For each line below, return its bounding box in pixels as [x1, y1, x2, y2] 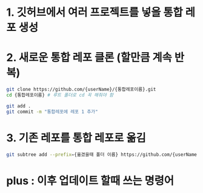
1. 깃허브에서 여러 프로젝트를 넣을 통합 [6, 5, 183, 19]
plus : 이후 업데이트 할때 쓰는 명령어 [6, 174, 175, 188]
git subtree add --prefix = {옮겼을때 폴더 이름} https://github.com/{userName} [6, 151, 200, 158]
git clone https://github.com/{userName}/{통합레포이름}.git [6, 86, 156, 93]
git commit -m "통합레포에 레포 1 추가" [6, 109, 98, 115]
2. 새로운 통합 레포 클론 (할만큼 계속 [6, 51, 173, 64]
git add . [6, 103, 32, 109]
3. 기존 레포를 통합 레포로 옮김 [6, 131, 147, 144]
